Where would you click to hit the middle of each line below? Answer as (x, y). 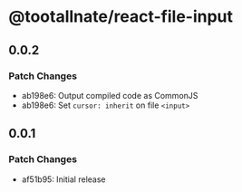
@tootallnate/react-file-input (121, 17)
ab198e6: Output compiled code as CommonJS (110, 95)
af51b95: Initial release (63, 179)
